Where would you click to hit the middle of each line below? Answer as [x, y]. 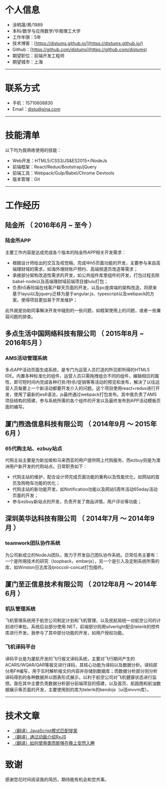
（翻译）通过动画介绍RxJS [39, 737]
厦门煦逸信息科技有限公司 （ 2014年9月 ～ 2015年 [81, 424]
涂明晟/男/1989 [27, 25]
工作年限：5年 [27, 37]
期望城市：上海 [27, 62]
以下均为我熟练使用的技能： [33, 150]
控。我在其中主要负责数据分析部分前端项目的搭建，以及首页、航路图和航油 [81, 683]
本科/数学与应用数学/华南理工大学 [46, 31]
